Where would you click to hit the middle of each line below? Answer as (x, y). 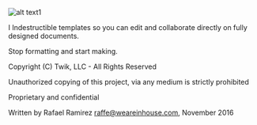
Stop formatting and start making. (63, 51)
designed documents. (43, 36)
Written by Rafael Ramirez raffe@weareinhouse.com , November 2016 (121, 112)
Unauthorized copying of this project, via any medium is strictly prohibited (128, 82)
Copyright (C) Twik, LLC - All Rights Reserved (82, 66)
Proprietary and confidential (54, 97)
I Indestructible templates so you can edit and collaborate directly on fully (128, 27)
